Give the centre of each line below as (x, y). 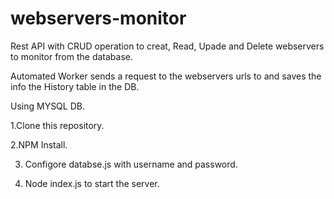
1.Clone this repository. (57, 125)
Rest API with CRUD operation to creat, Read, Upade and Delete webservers (167, 46)
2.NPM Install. (39, 144)
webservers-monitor (98, 18)
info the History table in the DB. (75, 86)
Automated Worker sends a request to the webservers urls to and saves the (166, 76)
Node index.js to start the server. (92, 183)
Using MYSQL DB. (47, 106)
